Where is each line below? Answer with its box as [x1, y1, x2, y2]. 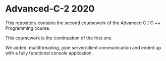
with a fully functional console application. [5, 50, 93, 56]
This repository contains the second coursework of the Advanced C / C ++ [5, 20, 161, 26]
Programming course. [5, 25, 50, 31]
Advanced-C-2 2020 [5, 3, 95, 15]
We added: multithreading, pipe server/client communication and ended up [5, 44, 161, 50]
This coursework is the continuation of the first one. [5, 35, 113, 41]
